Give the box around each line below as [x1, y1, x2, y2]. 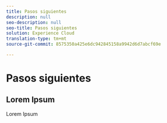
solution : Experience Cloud [6, 30, 75, 36]
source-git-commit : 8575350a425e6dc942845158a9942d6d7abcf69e [6, 42, 161, 47]
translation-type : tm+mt [6, 36, 67, 42]
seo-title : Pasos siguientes [6, 25, 77, 31]
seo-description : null [6, 19, 62, 25]
